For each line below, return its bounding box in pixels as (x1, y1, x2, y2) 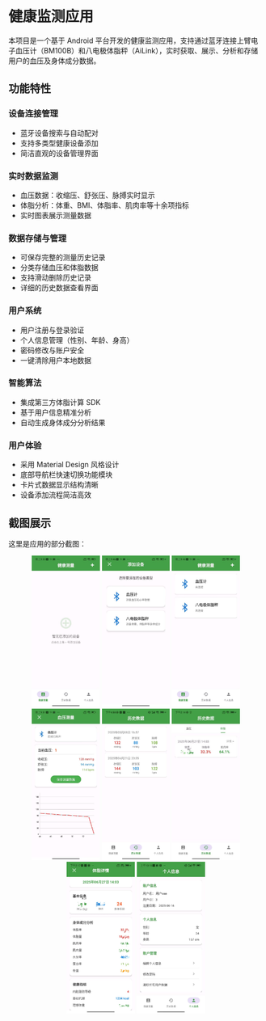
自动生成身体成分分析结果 (19, 417, 106, 427)
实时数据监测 (8, 171, 59, 182)
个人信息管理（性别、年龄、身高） (19, 335, 134, 344)
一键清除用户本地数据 (19, 355, 91, 365)
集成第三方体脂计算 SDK (19, 397, 101, 407)
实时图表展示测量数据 (19, 210, 91, 220)
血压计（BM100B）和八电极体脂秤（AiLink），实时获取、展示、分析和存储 (15, 45, 259, 55)
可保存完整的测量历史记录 (19, 252, 106, 263)
